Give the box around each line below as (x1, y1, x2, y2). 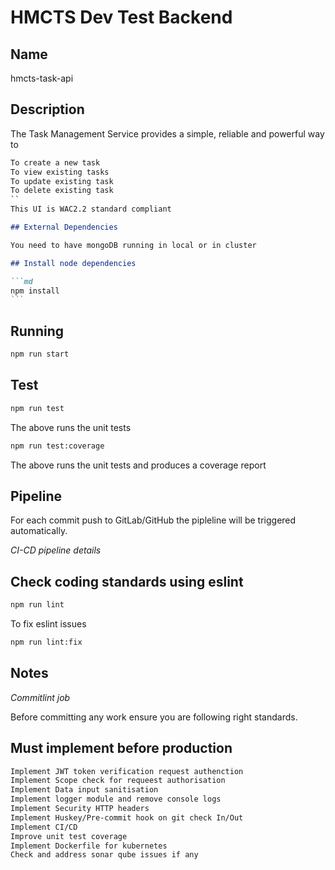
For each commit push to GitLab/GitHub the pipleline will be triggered (10, 514, 297, 526)
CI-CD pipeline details (10, 544, 102, 556)
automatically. (10, 525, 68, 537)
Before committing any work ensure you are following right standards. (10, 711, 298, 723)
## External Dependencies (10, 222, 118, 233)
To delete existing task (10, 186, 114, 196)
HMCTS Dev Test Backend (10, 6, 233, 29)
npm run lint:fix (10, 637, 83, 648)
